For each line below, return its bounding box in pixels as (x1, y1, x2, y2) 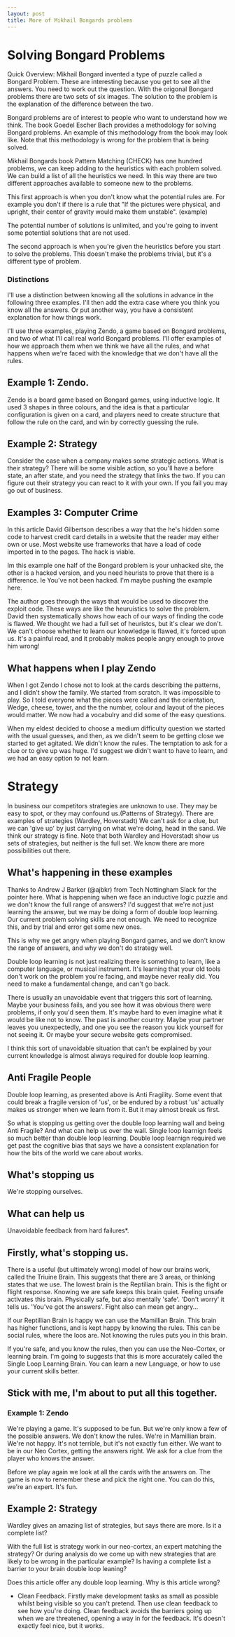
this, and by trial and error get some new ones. (7, 923, 142, 931)
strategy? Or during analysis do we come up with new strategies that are (7, 1550, 217, 1558)
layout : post (7, 10, 45, 18)
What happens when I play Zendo (7, 662, 157, 674)
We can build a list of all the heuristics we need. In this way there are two (7, 172, 218, 180)
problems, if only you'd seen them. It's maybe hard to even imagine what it (7, 1007, 222, 1017)
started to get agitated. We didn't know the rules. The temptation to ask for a (7, 739, 228, 747)
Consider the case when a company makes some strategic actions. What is (7, 456, 224, 465)
